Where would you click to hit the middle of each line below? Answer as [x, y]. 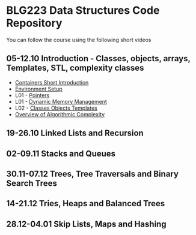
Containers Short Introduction [52, 82]
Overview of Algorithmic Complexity [60, 114]
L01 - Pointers [32, 95]
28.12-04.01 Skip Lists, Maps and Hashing [86, 224]
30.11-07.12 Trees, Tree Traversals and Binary [93, 174]
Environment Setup [39, 89]
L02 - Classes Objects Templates [56, 108]
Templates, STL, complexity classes [75, 68]
